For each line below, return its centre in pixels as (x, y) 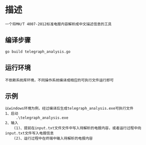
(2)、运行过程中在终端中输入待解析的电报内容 (53, 139)
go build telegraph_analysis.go (38, 51)
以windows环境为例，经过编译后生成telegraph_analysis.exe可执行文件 (69, 109)
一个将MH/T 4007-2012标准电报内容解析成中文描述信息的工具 (58, 24)
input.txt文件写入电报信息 (29, 133)
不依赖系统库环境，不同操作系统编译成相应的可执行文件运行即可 (59, 80)
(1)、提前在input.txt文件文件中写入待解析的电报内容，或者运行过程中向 (78, 128)
